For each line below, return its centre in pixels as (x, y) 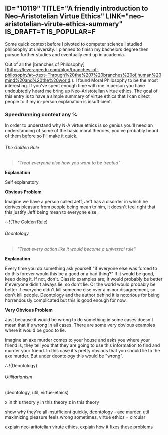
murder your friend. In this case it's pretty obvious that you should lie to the (83, 350)
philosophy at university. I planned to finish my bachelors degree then (77, 49)
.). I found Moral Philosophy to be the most (114, 80)
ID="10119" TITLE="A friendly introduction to (77, 8)
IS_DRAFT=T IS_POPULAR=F (50, 32)
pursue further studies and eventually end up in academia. (65, 54)
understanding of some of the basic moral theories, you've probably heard (82, 131)
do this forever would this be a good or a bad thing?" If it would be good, (80, 274)
